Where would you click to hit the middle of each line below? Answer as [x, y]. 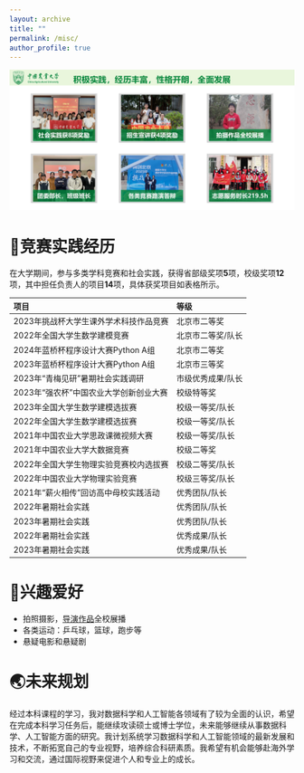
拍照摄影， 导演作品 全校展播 [74, 619]
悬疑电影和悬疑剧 [54, 642]
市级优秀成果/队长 [209, 378]
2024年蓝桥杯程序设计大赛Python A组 [84, 349]
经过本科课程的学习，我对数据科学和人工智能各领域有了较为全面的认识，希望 [152, 714]
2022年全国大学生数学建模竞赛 [71, 336]
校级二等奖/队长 [205, 464]
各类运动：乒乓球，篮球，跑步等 [82, 630]
